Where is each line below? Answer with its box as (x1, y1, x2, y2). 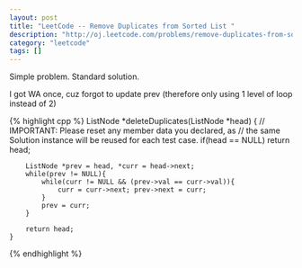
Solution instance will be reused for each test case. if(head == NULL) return (9, 135, 290, 146)
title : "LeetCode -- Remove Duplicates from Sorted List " (9, 22, 235, 31)
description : (9, 30, 58, 39)
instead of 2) (9, 98, 57, 109)
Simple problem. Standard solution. (9, 71, 139, 82)
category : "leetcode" (9, 38, 91, 48)
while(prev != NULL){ (25, 170, 106, 179)
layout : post (9, 13, 58, 22)
